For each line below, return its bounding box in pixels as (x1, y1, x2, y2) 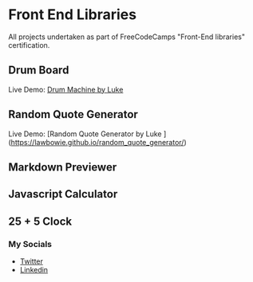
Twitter (19, 257, 44, 266)
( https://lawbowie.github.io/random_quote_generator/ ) (8, 137, 188, 147)
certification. (8, 40, 50, 49)
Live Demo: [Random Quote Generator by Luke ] (8, 129, 167, 139)
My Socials (8, 238, 53, 249)
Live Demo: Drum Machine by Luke (8, 84, 124, 94)
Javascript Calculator (8, 187, 118, 201)
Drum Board (8, 64, 69, 77)
